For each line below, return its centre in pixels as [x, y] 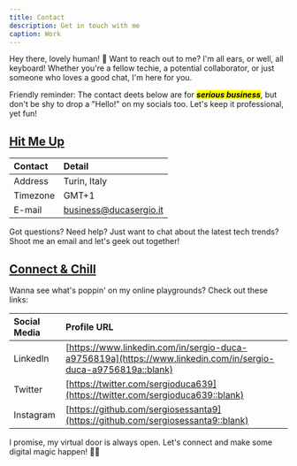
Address [31, 181]
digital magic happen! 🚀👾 [54, 451]
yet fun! [23, 114]
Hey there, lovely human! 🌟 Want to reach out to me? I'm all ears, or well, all [147, 59]
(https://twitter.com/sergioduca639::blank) [155, 395]
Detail [76, 166]
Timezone [34, 195]
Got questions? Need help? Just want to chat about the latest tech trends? [144, 232]
